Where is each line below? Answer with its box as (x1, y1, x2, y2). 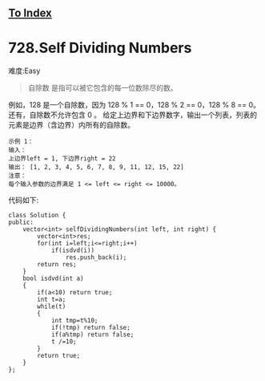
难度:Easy (8, 66, 41, 75)
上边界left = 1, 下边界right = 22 (8, 155, 116, 163)
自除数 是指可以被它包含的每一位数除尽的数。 (27, 83, 178, 93)
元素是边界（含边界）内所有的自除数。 (8, 120, 135, 130)
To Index (8, 6, 52, 20)
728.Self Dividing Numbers (8, 39, 192, 57)
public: (8, 218, 34, 227)
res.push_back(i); (65, 253, 127, 261)
